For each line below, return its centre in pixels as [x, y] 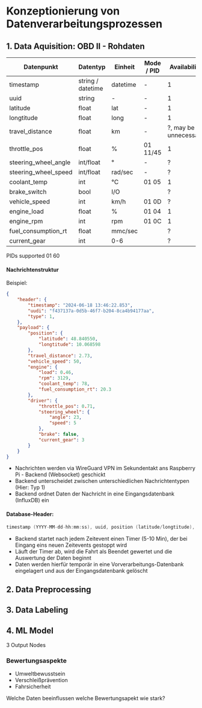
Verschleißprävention [41, 680]
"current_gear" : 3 [61, 440]
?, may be [181, 128]
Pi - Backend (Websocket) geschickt [60, 474]
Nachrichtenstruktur [32, 269]
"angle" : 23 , [66, 418]
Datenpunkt [41, 67]
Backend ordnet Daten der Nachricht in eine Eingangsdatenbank [95, 494]
